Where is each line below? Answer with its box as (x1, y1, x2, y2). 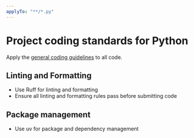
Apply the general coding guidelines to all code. (6, 54, 122, 61)
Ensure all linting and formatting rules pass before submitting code (14, 93, 177, 100)
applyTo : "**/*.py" (6, 8, 54, 15)
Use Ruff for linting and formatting (14, 86, 98, 93)
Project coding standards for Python (6, 34, 189, 47)
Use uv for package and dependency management (14, 125, 139, 133)
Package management (6, 110, 90, 120)
